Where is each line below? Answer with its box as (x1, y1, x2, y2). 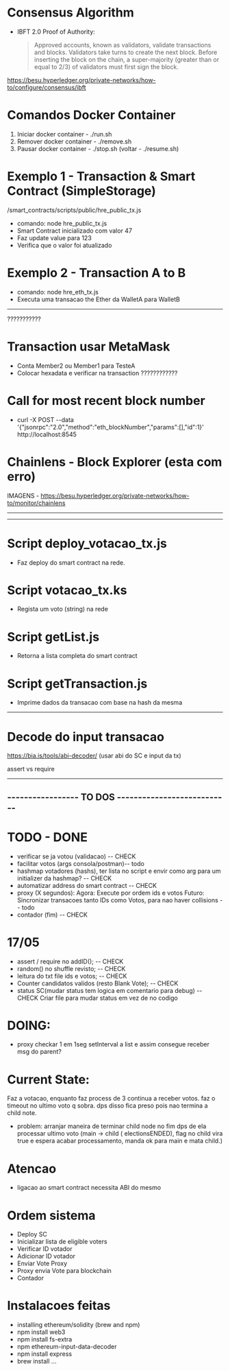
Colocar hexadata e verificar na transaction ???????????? (16, 368, 178, 377)
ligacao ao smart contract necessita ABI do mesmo (16, 1184, 162, 1192)
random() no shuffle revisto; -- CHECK (16, 964, 126, 972)
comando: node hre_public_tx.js (16, 219, 107, 227)
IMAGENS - (7, 491, 40, 500)
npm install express (16, 1350, 73, 1358)
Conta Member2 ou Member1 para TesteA (16, 362, 136, 370)
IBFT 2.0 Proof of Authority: (16, 27, 96, 36)
